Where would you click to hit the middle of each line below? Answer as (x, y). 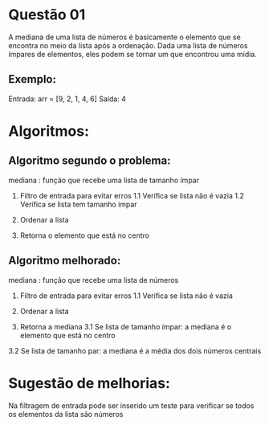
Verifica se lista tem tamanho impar (79, 204)
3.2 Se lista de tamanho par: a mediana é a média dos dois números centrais (135, 350)
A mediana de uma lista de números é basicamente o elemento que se (124, 37)
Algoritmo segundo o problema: (90, 161)
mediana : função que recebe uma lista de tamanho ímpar (104, 180)
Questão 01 (47, 15)
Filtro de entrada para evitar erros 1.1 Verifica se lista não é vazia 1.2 (132, 195)
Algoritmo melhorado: (65, 261)
